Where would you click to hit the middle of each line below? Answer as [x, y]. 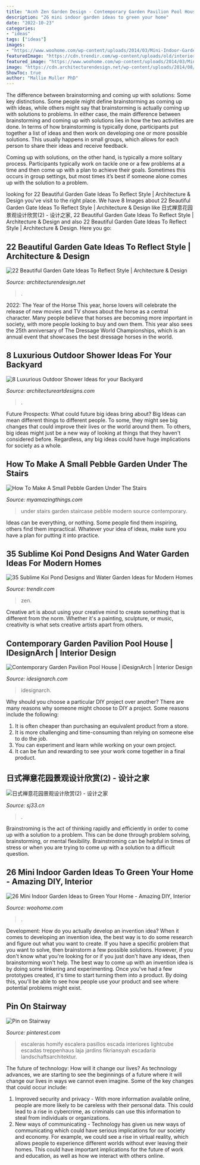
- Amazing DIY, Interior [49, 882]
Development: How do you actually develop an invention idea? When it [93, 931]
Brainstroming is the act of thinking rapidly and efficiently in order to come [97, 828]
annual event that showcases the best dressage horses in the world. [90, 337]
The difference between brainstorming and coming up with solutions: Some [99, 95]
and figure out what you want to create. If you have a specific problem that [98, 943]
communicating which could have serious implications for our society [100, 1130]
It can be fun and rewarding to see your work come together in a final [100, 751]
